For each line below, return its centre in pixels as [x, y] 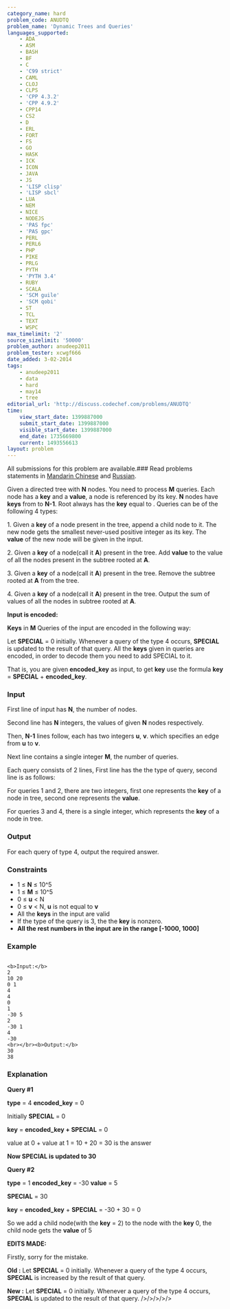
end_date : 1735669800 [50, 436]
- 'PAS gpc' [36, 231]
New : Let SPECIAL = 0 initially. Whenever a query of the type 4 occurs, [109, 1291]
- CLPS [29, 90]
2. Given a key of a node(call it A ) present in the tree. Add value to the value [115, 553]
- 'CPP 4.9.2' [39, 103]
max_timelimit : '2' [35, 334]
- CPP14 [30, 110]
